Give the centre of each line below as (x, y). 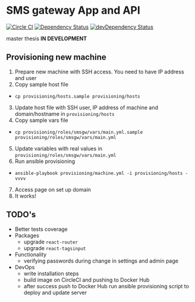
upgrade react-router (51, 242)
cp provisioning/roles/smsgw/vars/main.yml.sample (79, 132)
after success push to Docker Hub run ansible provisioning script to (106, 286)
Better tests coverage (41, 229)
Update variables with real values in (59, 148)
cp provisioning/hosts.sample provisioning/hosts (78, 96)
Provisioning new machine (56, 57)
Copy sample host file (41, 84)
